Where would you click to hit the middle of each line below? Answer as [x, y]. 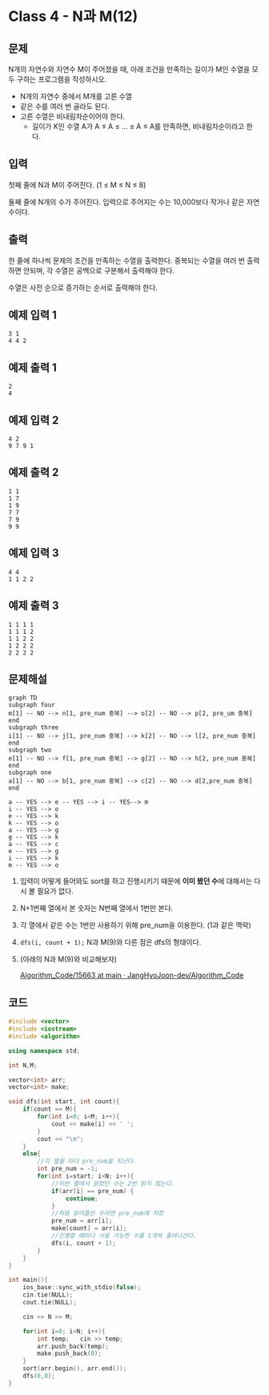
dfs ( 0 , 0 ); [39, 1376]
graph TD [23, 698]
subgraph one [30, 773]
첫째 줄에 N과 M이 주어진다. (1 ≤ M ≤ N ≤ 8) [77, 184]
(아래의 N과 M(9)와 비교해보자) [68, 959]
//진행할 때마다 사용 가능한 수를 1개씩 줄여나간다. [124, 1236]
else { [32, 1154]
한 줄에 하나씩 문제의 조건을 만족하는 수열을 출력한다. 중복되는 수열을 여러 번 [127, 260]
